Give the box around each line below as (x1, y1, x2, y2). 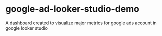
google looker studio (5, 25, 48, 31)
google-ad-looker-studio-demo (5, 3, 139, 15)
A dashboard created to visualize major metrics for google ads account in (5, 20, 157, 26)
